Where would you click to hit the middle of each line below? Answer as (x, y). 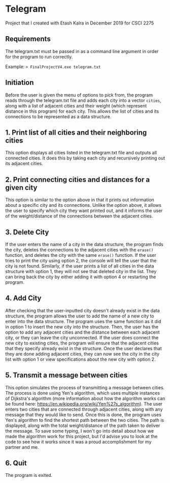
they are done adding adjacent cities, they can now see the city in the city (82, 354)
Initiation (20, 83)
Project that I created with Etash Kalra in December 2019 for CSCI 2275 (80, 23)
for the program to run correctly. (39, 57)
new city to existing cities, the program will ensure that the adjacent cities (82, 343)
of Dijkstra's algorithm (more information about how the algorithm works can (85, 398)
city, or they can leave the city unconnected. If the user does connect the (82, 337)
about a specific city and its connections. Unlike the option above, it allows (83, 205)
